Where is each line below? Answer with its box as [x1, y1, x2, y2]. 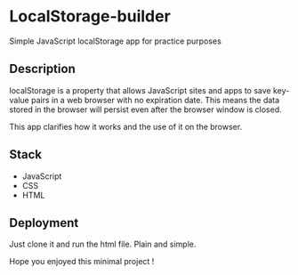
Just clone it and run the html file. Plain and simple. [9, 239, 197, 250]
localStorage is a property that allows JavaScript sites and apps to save [9, 85, 271, 95]
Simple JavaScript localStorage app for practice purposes [9, 36, 222, 46]
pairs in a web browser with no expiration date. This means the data [30, 94, 280, 105]
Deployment [9, 215, 79, 231]
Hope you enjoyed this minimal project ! [9, 256, 155, 267]
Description [9, 61, 76, 77]
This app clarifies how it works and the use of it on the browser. [9, 121, 243, 132]
